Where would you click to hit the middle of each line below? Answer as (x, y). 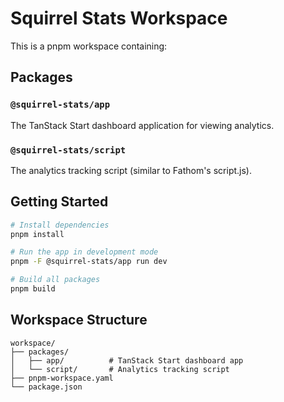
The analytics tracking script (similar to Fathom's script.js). (131, 170)
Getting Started (59, 202)
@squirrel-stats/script (68, 150)
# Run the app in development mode (84, 252)
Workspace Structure (79, 320)
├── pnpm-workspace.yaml (62, 378)
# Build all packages (55, 280)
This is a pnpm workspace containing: (89, 46)
